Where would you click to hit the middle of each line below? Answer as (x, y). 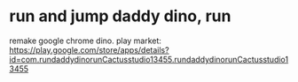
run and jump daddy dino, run (120, 16)
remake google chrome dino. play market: (86, 41)
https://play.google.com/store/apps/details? (90, 49)
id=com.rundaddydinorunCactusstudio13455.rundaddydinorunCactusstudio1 (149, 59)
